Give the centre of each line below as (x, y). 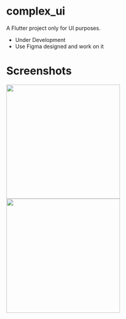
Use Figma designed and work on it (59, 46)
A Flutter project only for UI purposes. (54, 28)
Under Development (40, 40)
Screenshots (39, 71)
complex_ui (36, 11)
